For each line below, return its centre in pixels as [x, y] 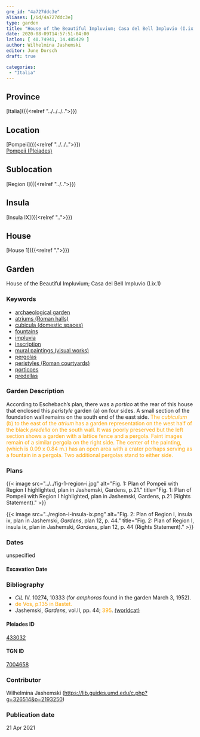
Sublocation [29, 170]
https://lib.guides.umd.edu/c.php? [106, 693]
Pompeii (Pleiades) [29, 151]
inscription [28, 344]
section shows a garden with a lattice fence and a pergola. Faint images [94, 436]
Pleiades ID [20, 624]
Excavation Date [27, 569]
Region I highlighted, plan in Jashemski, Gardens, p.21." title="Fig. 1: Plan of [99, 490]
